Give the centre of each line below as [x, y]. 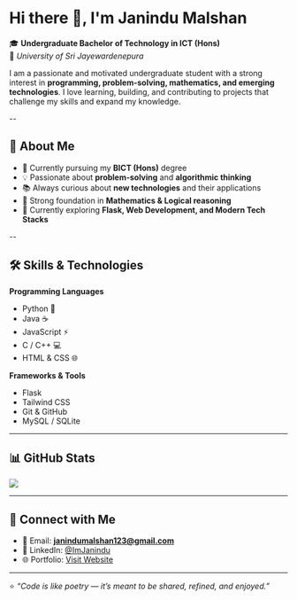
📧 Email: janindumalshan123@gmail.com [98, 541]
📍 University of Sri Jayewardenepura [76, 56]
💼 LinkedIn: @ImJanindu [66, 550]
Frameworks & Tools [47, 375]
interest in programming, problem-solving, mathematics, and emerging [142, 82]
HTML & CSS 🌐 [50, 357]
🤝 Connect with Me [63, 519]
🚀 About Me [42, 147]
